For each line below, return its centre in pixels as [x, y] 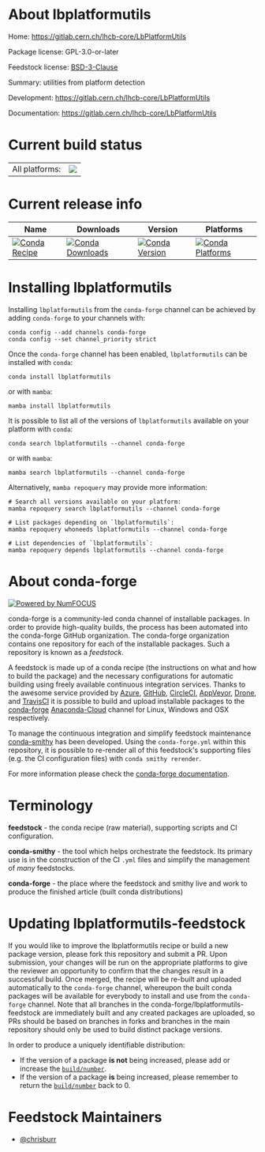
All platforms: [37, 169]
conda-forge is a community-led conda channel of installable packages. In [129, 619]
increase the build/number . [63, 1068]
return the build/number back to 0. [75, 1085]
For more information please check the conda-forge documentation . [119, 774]
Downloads [98, 229]
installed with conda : [41, 362]
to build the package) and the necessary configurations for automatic [121, 676]
